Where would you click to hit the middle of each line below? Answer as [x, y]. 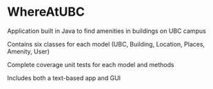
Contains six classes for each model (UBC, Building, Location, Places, [106, 44]
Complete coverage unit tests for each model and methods [91, 64]
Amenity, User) [29, 51]
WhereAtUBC [46, 12]
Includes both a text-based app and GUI [64, 78]
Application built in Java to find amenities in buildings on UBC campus [107, 31]
